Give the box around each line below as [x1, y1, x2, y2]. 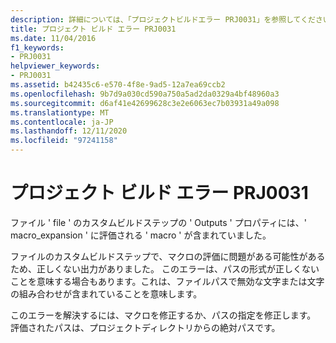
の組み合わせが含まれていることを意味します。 [10, 287, 203, 300]
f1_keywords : [10, 42, 65, 53]
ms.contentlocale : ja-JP [10, 117, 114, 127]
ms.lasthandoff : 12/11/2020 [10, 126, 128, 136]
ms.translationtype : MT [10, 107, 110, 118]
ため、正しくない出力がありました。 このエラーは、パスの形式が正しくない [10, 262, 320, 275]
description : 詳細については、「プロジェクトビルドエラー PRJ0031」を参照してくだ [10, 14, 316, 25]
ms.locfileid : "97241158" [10, 136, 118, 146]
